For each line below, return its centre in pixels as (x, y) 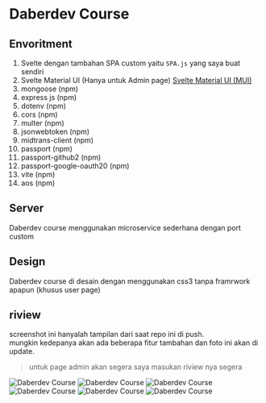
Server (27, 208)
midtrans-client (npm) (57, 140)
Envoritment (41, 44)
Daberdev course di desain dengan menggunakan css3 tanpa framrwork (130, 281)
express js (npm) (49, 97)
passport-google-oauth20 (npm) (75, 166)
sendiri (32, 72)
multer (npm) (43, 123)
